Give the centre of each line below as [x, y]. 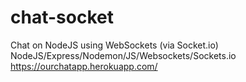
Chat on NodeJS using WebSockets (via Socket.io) [114, 45]
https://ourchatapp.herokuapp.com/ [84, 66]
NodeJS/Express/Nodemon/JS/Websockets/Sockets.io [123, 55]
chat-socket [62, 17]
